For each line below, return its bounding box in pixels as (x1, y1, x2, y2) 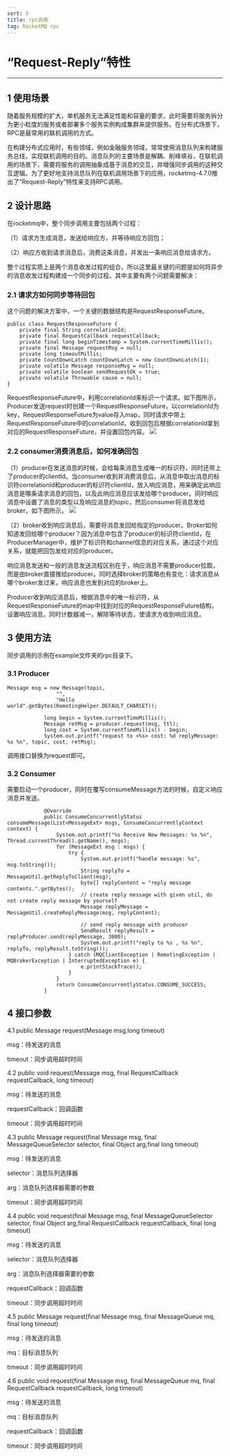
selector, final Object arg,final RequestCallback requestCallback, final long (7, 1219, 217, 1227)
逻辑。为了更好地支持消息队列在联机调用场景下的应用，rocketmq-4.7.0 (12, 169, 212, 177)
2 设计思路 (7, 199, 51, 211)
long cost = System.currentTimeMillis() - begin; (43, 726, 188, 733)
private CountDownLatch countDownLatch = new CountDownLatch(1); (19, 357, 210, 364)
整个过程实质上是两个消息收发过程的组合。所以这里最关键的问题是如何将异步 (7, 262, 223, 271)
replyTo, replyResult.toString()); (7, 945, 109, 952)
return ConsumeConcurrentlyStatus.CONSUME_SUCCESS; (55, 981, 207, 988)
